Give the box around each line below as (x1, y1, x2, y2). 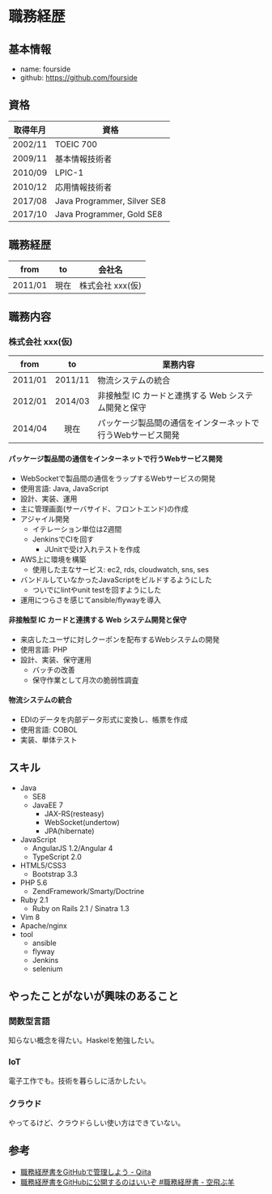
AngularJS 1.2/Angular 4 (32, 843, 113, 853)
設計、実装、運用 (19, 494, 78, 503)
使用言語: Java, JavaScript (19, 483, 109, 493)
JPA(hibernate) (44, 826, 95, 836)
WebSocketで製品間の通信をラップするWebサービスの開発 (19, 473, 216, 483)
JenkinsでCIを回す (32, 534, 95, 544)
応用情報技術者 (55, 182, 113, 193)
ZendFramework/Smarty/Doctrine (32, 886, 145, 896)
